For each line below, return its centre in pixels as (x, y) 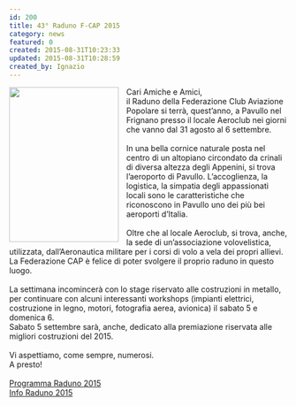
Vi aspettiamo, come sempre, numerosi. (82, 355)
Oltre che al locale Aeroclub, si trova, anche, (207, 233)
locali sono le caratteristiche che (186, 195)
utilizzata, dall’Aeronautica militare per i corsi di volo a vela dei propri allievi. (147, 251)
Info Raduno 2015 (41, 392)
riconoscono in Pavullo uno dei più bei (196, 204)
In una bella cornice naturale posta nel (196, 148)
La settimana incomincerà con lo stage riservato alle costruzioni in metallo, (145, 289)
